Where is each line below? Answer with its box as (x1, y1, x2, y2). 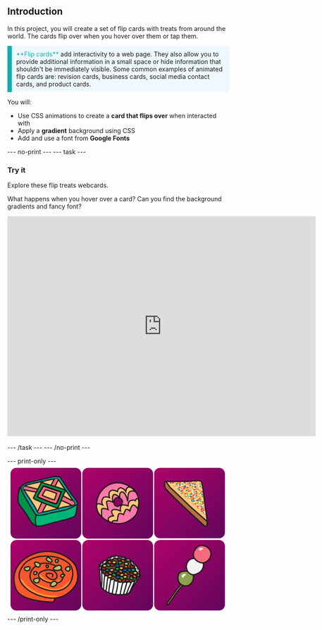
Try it (7, 165, 26, 175)
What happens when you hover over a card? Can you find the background (7, 195, 222, 203)
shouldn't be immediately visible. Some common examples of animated (16, 65, 223, 73)
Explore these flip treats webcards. (7, 181, 109, 189)
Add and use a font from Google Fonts (17, 134, 130, 142)
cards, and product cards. (16, 80, 92, 88)
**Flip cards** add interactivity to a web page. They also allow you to (16, 49, 219, 58)
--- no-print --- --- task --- (7, 147, 86, 156)
